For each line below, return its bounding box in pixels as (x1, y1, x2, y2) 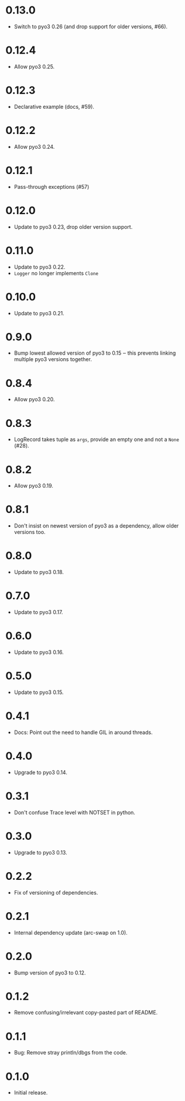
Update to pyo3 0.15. (13, 689, 64, 696)
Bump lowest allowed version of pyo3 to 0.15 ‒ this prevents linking (13, 349, 176, 356)
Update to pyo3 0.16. (13, 649, 64, 656)
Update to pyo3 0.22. (13, 263, 66, 271)
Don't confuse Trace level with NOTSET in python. (13, 809, 136, 816)
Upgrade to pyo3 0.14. (13, 769, 68, 776)
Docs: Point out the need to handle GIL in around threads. (13, 729, 153, 736)
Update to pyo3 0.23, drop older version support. (13, 223, 133, 230)
